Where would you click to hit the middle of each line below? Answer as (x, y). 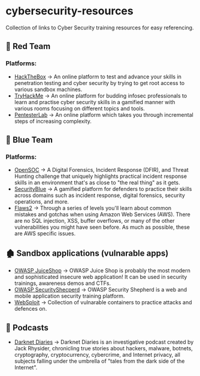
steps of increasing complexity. (53, 121)
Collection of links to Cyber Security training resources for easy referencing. (100, 28)
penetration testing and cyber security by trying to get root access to (99, 83)
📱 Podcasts (27, 328)
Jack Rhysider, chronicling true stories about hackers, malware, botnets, (103, 348)
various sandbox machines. (48, 89)
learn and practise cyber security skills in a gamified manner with (95, 102)
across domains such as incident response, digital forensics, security (99, 195)
